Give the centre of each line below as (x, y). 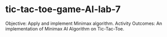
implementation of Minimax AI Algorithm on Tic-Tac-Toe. (65, 28)
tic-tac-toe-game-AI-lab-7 (63, 9)
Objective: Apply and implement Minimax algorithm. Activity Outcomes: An (84, 23)
